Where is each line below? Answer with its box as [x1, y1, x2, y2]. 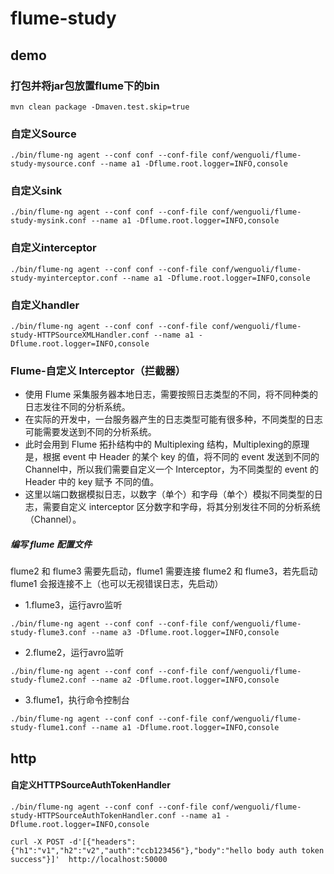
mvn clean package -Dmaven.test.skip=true [10, 102, 190, 112]
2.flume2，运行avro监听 [24, 647, 125, 659]
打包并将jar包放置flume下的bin [10, 78, 160, 92]
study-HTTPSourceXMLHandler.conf [10, 330, 150, 341]
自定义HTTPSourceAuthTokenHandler [10, 779, 171, 791]
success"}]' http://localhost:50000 [10, 854, 168, 864]
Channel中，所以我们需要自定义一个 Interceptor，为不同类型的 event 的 [24, 463, 320, 476]
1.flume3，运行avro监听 [24, 599, 123, 611]
